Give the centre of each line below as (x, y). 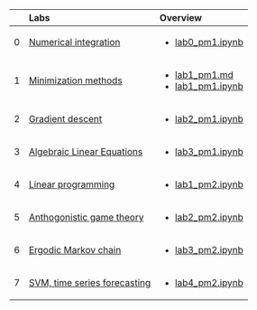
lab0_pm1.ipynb (209, 42)
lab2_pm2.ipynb (209, 217)
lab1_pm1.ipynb (209, 86)
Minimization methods (76, 80)
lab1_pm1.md (204, 75)
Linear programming (72, 184)
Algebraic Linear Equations (86, 151)
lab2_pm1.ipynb (209, 119)
